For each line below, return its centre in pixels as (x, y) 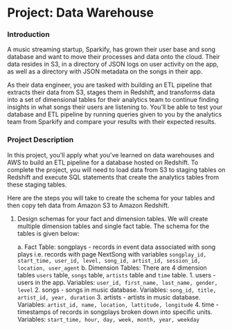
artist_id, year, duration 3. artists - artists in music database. (109, 297)
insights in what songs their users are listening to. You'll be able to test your (115, 107)
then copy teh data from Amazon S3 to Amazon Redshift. (88, 205)
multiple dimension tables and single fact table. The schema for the (113, 226)
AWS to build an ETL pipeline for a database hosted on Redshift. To (103, 162)
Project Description (41, 140)
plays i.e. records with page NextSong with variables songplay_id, (111, 254)
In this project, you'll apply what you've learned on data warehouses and (111, 155)
